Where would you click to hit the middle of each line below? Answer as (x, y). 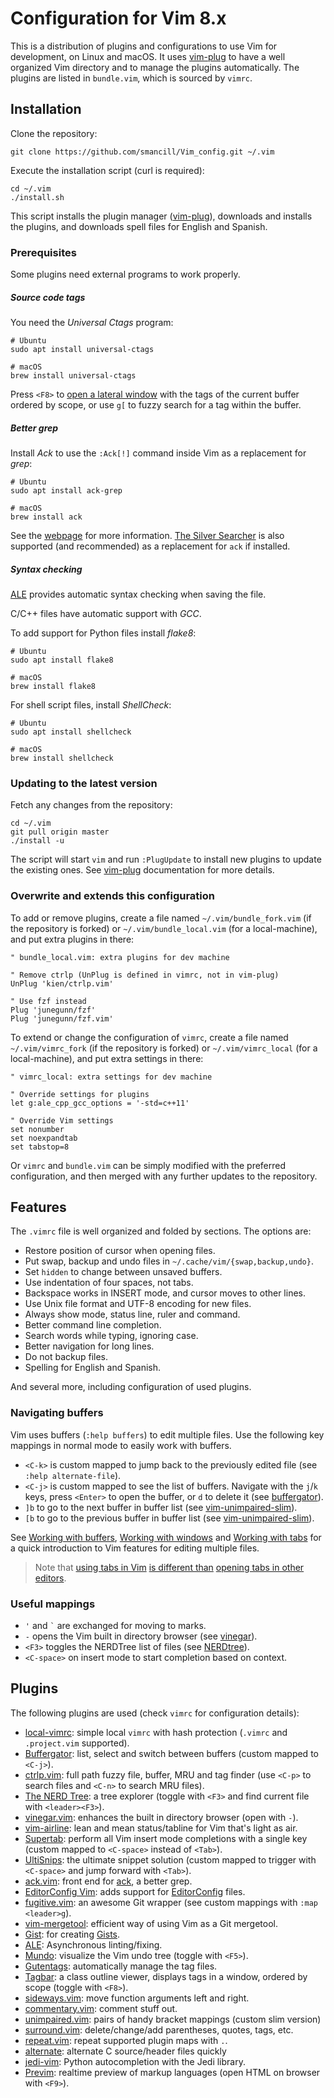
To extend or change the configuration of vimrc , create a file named (149, 1037)
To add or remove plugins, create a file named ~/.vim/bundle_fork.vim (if (161, 918)
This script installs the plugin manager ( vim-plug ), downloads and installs (161, 216)
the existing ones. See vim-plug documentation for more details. (142, 870)
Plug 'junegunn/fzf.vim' (62, 1018)
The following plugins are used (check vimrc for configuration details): (155, 1713)
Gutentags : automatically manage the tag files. (121, 1966)
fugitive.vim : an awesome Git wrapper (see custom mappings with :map (171, 1902)
